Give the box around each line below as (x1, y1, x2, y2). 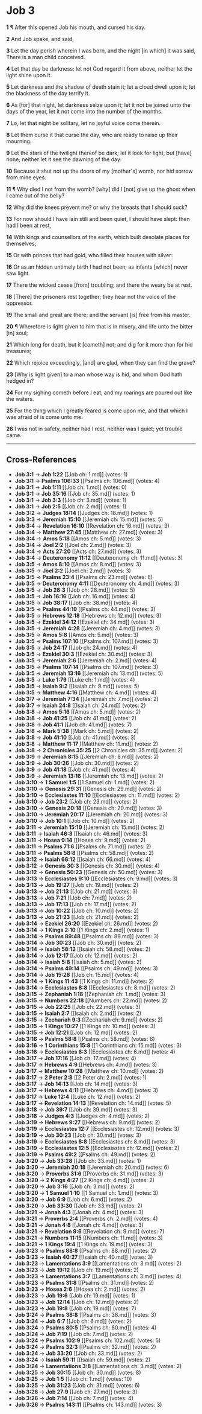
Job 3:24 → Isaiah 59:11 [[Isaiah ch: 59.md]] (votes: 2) (14, 1356, 151, 1363)
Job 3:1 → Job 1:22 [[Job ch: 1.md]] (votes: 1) (14, 470, 128, 478)
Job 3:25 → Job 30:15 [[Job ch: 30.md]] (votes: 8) (14, 1369, 141, 1376)
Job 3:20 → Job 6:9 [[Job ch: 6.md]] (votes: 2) (14, 1195, 132, 1203)
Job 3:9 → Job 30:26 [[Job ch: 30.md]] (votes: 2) (14, 759, 139, 767)
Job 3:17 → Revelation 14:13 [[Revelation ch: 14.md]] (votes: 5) (14, 1099, 171, 1107)
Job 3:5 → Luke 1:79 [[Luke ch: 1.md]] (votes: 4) (14, 676, 135, 683)
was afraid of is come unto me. (6, 413, 83, 420)
